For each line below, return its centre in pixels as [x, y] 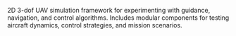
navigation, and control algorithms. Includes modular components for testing [118, 18]
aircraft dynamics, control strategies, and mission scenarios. [95, 25]
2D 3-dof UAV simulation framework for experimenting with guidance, [109, 10]
